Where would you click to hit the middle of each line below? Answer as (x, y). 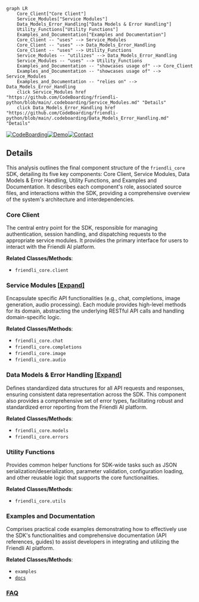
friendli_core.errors (41, 437)
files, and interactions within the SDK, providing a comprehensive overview (98, 193)
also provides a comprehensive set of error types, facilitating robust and (95, 400)
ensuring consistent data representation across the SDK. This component (96, 394)
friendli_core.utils (40, 501)
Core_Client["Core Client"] (52, 14)
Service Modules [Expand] (46, 285)
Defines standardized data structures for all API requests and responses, (95, 388)
